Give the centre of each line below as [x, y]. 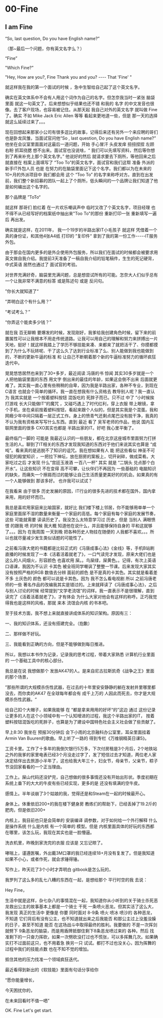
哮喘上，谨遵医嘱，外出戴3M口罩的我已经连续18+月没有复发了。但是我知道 [80, 853]
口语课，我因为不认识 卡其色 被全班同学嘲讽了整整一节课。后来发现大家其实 [81, 566]
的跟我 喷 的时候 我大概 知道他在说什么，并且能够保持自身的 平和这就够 [81, 526]
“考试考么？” [18, 312]
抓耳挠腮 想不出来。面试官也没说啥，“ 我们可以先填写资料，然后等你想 [85, 150]
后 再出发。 [16, 219]
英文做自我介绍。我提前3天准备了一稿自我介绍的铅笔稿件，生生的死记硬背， [81, 258]
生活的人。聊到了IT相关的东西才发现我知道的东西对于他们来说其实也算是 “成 [81, 444]
